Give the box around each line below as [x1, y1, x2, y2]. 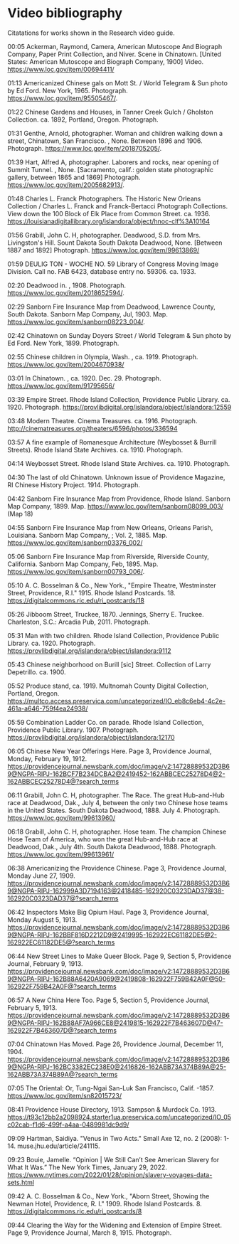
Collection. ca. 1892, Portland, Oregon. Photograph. [7, 115, 159, 124]
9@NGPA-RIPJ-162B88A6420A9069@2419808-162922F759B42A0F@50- [7, 974, 226, 983]
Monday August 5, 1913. [7, 915, 78, 924]
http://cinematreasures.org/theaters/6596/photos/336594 [7, 424, 178, 432]
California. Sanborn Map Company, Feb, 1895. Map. [7, 560, 159, 568]
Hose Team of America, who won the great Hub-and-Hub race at [7, 834, 198, 844]
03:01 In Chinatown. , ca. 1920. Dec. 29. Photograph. [7, 373, 161, 382]
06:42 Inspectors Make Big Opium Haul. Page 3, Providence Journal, [7, 908, 209, 916]
